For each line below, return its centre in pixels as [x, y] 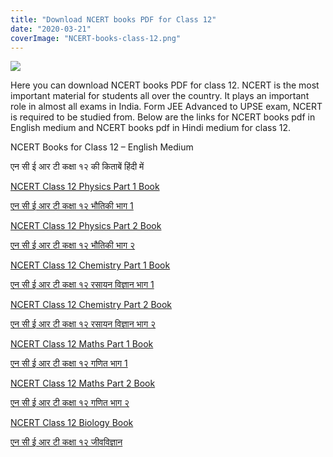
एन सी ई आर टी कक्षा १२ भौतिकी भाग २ [73, 245]
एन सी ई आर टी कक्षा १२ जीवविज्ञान [66, 442]
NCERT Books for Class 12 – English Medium [102, 147]
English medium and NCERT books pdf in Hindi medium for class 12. [151, 128]
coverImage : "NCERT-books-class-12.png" [96, 38]
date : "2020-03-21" [51, 29]
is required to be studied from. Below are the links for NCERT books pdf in [163, 117]
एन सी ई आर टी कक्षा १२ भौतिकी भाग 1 [72, 206]
